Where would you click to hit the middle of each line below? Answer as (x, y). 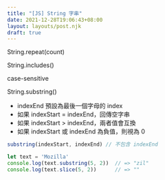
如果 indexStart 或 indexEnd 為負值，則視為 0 (81, 131)
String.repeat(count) (36, 52)
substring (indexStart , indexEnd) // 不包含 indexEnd (82, 144)
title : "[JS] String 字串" (45, 13)
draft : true (24, 33)
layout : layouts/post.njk (44, 26)
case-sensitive (28, 79)
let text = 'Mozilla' (38, 157)
